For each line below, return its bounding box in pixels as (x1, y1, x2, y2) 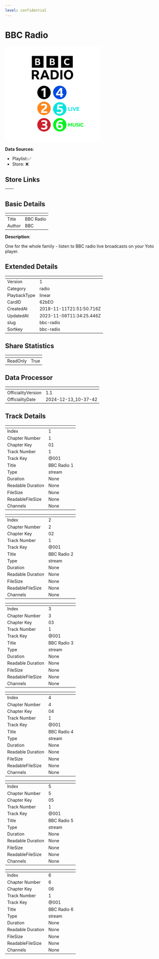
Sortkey (7, 326, 23, 332)
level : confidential (5, 8, 47, 13)
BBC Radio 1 (48, 462, 74, 468)
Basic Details (5, 200, 45, 208)
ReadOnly (7, 358, 27, 364)
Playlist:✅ (12, 155, 32, 161)
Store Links (5, 175, 40, 184)
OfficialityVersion (7, 390, 42, 396)
